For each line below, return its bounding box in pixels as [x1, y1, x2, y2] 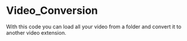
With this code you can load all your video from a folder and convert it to [6, 23, 182, 30]
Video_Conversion [6, 4, 98, 17]
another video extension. [6, 29, 66, 36]
